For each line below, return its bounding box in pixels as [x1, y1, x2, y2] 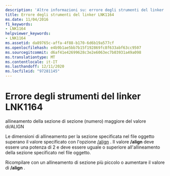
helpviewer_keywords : [5, 31, 51, 36]
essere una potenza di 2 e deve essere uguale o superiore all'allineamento [5, 144, 160, 150]
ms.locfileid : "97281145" [5, 69, 60, 74]
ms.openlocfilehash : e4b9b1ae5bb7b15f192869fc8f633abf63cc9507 [5, 45, 142, 50]
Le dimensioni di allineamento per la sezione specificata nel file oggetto [5, 133, 155, 139]
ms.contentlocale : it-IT [5, 59, 58, 64]
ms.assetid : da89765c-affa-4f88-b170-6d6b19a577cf [5, 41, 114, 46]
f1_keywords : [5, 21, 33, 27]
